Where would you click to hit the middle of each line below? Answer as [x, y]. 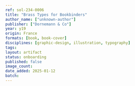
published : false [24, 62]
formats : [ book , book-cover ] [36, 38]
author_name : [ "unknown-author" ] [41, 19]
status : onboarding [26, 57]
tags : [11, 48]
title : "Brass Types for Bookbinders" [46, 15]
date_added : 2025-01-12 [30, 71]
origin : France [21, 33]
